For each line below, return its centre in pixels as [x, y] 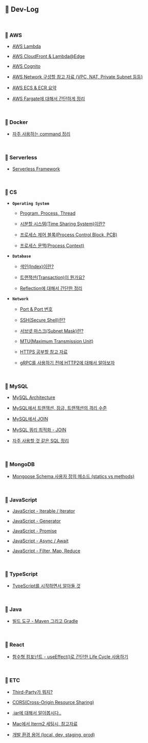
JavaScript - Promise [34, 531]
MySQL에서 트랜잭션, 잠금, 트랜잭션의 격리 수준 [59, 408]
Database [22, 256]
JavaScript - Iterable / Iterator [44, 511]
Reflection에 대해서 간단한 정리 [51, 288]
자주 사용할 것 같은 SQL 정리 [40, 441]
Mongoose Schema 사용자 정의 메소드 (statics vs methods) [73, 476]
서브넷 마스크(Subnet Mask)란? [52, 331]
